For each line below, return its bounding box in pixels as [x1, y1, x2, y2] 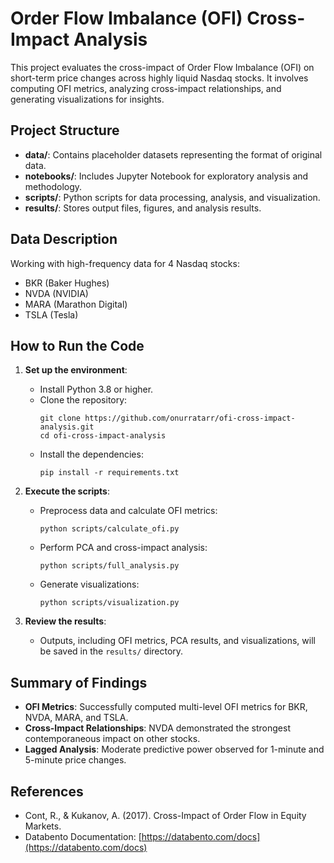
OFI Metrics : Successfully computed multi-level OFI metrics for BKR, [24, 701, 308, 713]
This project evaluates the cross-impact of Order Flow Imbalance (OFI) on [10, 61, 315, 73]
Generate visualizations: [39, 578, 140, 591]
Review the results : [24, 615, 107, 627]
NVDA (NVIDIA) [24, 287, 89, 299]
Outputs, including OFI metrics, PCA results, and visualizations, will [39, 635, 316, 647]
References [10, 783, 84, 800]
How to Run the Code [10, 337, 145, 354]
